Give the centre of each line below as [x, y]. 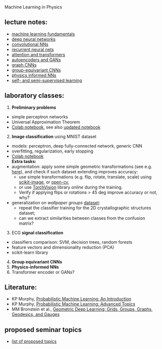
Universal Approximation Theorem [46, 122]
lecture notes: [26, 22]
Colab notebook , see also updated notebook [56, 127]
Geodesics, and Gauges [36, 315]
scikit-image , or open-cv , [44, 182]
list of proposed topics [34, 341]
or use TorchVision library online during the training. [71, 187]
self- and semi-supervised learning [47, 80]
